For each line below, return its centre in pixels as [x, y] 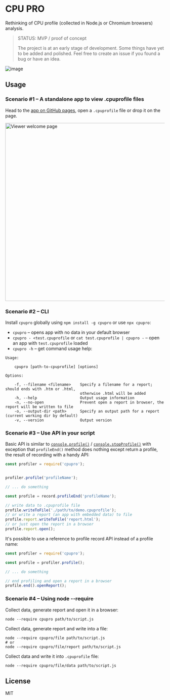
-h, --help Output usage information [75, 398]
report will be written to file [39, 407]
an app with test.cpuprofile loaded [50, 343]
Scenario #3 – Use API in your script [50, 433]
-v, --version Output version [63, 420]
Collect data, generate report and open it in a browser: [62, 610]
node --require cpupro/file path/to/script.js [55, 638]
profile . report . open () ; [30, 529]
